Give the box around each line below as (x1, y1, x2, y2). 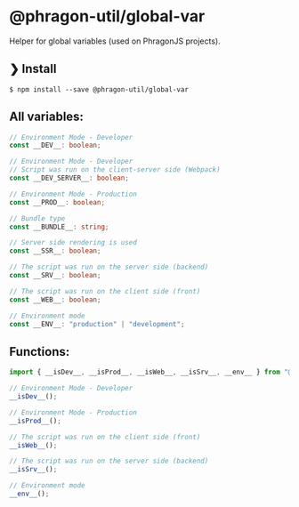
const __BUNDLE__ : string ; (9, 222, 109, 231)
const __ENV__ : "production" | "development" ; (9, 319, 185, 328)
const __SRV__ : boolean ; (9, 271, 101, 280)
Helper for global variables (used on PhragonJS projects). (9, 36, 221, 46)
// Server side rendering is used (9, 238, 138, 247)
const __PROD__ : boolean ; (9, 197, 105, 206)
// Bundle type (9, 213, 66, 223)
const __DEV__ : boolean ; (9, 141, 101, 150)
